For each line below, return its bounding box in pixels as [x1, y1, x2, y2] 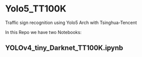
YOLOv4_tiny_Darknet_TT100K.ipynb [5, 43, 124, 52]
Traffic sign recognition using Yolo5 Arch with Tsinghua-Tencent [5, 19, 137, 25]
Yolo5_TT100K [5, 3, 66, 14]
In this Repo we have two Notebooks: [5, 29, 82, 35]
